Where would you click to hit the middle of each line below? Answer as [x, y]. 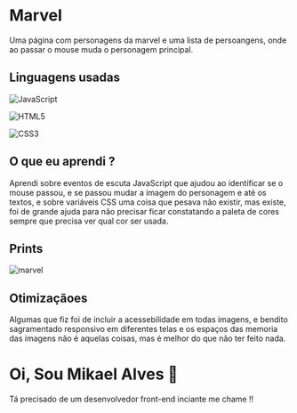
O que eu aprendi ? [62, 162]
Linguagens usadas [64, 78]
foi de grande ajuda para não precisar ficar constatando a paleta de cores [144, 211]
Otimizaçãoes [48, 298]
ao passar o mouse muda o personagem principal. [101, 49]
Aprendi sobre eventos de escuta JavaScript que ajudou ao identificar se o [146, 182]
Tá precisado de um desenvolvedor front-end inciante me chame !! [132, 399]
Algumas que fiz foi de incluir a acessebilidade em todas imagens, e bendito [149, 320]
